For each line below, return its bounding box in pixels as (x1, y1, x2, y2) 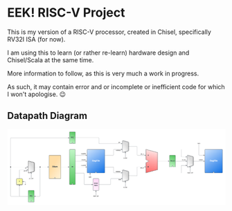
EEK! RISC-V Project (7, 5, 125, 21)
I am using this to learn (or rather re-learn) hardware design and (7, 48, 190, 57)
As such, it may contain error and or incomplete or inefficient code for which (7, 82, 225, 91)
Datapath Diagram (7, 110, 88, 122)
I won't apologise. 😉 (7, 90, 66, 98)
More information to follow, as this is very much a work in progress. (7, 69, 199, 77)
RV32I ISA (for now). (7, 35, 66, 43)
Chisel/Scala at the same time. (7, 55, 94, 64)
